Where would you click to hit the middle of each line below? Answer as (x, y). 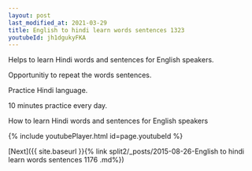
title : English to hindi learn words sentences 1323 (96, 30)
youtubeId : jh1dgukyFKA (47, 37)
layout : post (30, 15)
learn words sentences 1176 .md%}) (66, 160)
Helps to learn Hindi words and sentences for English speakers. (111, 60)
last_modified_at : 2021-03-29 (58, 23)
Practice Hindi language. (48, 91)
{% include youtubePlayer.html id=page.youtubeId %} (96, 136)
